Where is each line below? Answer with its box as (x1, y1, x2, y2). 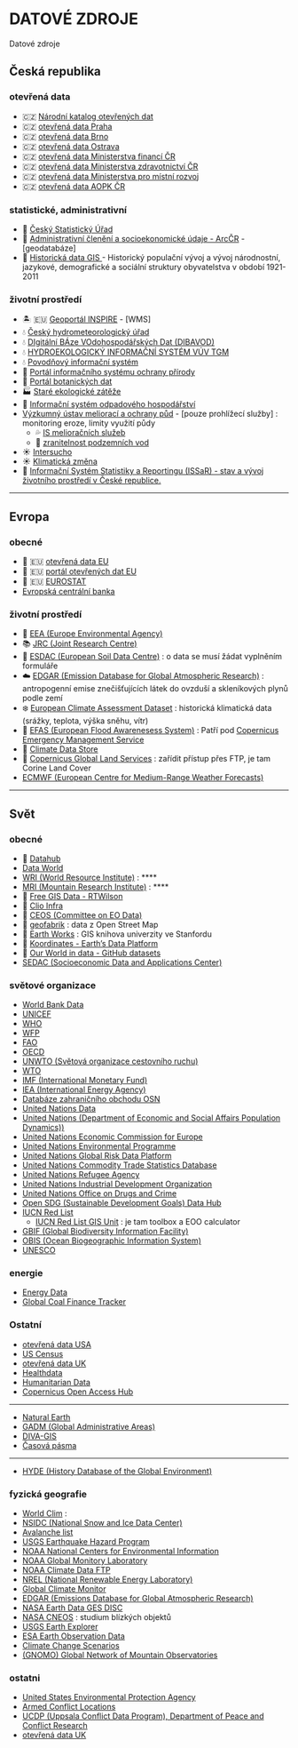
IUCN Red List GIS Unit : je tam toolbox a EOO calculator (35, 1217, 241, 1227)
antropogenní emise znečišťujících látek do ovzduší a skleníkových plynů (21, 683, 288, 694)
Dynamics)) (21, 1122, 65, 1133)
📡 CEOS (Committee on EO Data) (21, 909, 143, 920)
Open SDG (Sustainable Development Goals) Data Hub (21, 1198, 222, 1209)
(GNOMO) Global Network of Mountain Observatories (21, 1649, 218, 1661)
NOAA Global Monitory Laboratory (21, 1555, 148, 1566)
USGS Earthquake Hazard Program (21, 1536, 151, 1547)
